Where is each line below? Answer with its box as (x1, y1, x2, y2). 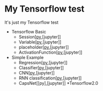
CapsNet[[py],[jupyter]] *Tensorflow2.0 (18, 80, 99, 86)
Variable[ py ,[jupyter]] (18, 39, 61, 45)
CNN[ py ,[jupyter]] (18, 70, 55, 76)
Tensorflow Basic (11, 29, 46, 34)
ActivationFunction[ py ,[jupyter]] (18, 49, 83, 55)
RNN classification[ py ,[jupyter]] (18, 75, 82, 81)
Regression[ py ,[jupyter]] (18, 60, 68, 65)
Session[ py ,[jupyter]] (18, 34, 61, 40)
